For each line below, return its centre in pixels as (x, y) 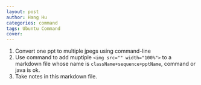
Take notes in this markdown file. (56, 77)
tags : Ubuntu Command (33, 28)
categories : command (32, 23)
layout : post (23, 12)
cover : (14, 34)
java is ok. (27, 70)
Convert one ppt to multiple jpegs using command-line (83, 51)
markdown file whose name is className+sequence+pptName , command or (105, 64)
